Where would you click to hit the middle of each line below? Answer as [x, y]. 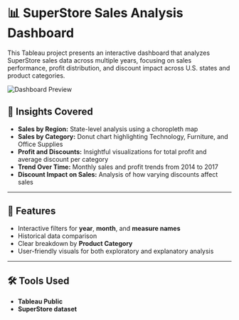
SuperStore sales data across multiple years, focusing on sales [100, 60]
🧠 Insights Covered [51, 112]
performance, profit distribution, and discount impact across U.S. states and [119, 68]
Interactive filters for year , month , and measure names [99, 228]
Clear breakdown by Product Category [75, 243]
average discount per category [63, 159]
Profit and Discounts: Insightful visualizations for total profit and [112, 151]
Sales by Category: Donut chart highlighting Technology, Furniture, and [123, 136]
